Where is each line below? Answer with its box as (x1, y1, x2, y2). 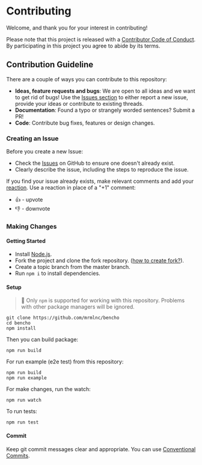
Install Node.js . (14, 251, 52, 258)
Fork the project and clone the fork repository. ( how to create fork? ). (14, 257, 185, 264)
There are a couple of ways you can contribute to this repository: (6, 75, 167, 82)
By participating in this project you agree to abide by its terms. (6, 42, 161, 49)
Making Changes (6, 222, 57, 230)
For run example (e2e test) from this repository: (6, 358, 124, 365)
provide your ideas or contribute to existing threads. (14, 100, 144, 107)
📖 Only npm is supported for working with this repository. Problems (20, 297, 185, 304)
